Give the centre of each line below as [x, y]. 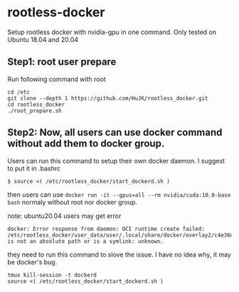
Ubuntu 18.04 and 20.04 [43, 39]
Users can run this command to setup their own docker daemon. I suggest [116, 161]
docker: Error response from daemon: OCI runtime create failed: [106, 229]
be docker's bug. [32, 262]
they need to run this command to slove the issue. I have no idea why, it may [119, 254]
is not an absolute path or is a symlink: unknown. [85, 241]
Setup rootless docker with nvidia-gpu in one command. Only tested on [112, 32]
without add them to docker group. [86, 144]
